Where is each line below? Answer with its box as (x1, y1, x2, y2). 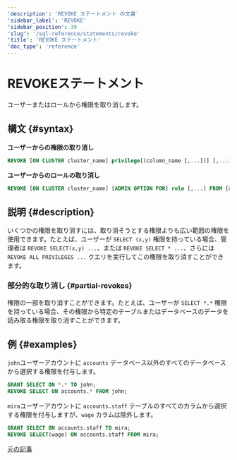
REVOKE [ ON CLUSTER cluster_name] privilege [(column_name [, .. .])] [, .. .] (7, 157, 232, 164)
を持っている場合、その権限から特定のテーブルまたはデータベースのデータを (7, 307, 229, 315)
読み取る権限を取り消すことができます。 (7, 315, 125, 325)
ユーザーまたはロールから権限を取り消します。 (7, 100, 143, 109)
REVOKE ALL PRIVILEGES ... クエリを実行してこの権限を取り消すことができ (7, 253, 224, 261)
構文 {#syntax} (7, 123, 74, 135)
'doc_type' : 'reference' (7, 43, 80, 50)
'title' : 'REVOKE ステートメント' (7, 37, 102, 44)
